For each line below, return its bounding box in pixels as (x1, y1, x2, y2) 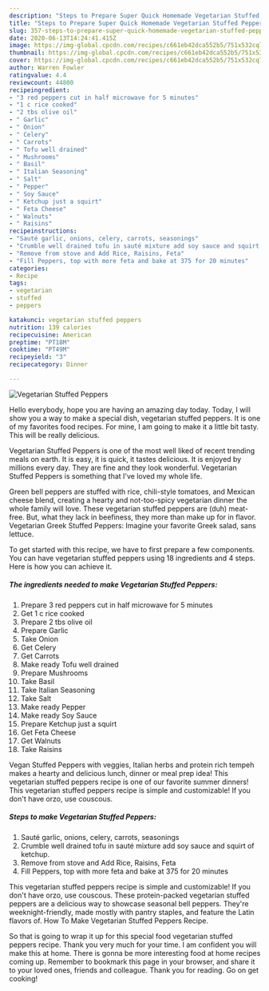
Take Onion (20, 634, 59, 643)
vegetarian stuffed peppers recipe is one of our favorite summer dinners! (9, 777, 249, 786)
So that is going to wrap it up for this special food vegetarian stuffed (9, 931, 233, 941)
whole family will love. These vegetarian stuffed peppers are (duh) (9, 503, 227, 513)
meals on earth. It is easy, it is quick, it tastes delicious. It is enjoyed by (9, 454, 242, 464)
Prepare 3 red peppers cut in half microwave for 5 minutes (20, 600, 214, 610)
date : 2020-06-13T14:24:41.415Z (9, 34, 117, 42)
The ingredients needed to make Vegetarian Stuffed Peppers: (9, 580, 218, 590)
